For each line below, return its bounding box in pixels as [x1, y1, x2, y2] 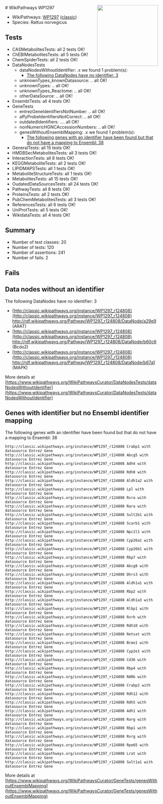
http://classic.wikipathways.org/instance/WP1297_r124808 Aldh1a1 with [5, 580, 153, 585]
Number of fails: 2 [12, 254, 49, 260]
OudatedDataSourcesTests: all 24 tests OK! [12, 181, 98, 187]
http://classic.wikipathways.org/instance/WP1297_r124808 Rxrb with [5, 614, 147, 619]
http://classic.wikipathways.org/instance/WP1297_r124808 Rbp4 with [5, 666, 147, 670]
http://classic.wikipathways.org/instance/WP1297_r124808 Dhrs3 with [5, 572, 149, 577]
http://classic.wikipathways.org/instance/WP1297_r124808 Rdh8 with [5, 470, 147, 475]
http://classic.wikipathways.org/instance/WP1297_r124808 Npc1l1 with [5, 529, 151, 534]
